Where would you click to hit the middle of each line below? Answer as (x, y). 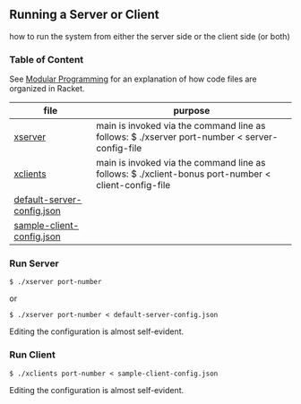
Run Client (32, 355)
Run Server (34, 263)
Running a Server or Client (84, 15)
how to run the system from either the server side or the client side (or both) (150, 36)
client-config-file (133, 185)
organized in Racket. (47, 89)
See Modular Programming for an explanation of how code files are (133, 79)
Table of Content (47, 59)
